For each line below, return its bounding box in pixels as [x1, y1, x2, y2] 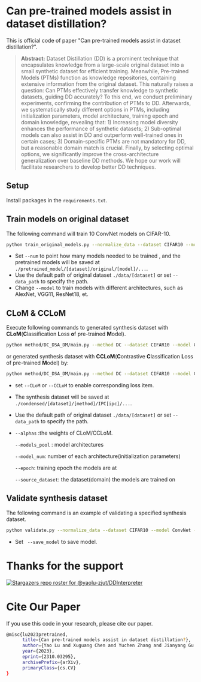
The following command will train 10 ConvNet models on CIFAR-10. [6, 230, 170, 237]
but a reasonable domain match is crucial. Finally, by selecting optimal [20, 144, 194, 151]
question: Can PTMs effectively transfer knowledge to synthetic [20, 86, 178, 94]
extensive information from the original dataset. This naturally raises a [20, 80, 193, 88]
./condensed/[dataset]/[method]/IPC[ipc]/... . [14, 400, 132, 406]
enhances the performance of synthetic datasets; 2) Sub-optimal [20, 125, 181, 132]
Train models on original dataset [6, 214, 129, 225]
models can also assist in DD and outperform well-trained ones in [20, 131, 182, 139]
